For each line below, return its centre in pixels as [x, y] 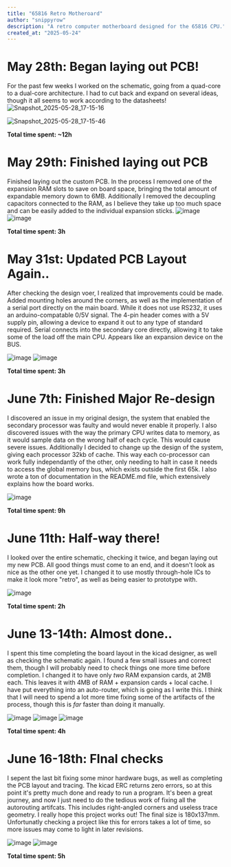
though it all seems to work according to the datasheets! [87, 101]
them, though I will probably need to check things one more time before [109, 667]
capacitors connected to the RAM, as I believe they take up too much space [114, 203]
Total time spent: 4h [36, 731]
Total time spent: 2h [36, 606]
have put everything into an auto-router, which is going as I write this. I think [115, 689]
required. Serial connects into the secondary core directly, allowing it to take [115, 330]
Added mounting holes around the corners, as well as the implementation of [114, 300]
